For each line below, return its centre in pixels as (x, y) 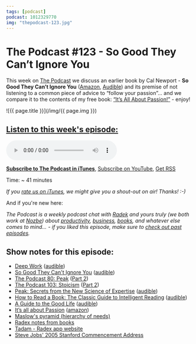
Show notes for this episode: (60, 252)
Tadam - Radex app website (49, 329)
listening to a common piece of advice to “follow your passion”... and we (94, 93)
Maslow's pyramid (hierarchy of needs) (62, 316)
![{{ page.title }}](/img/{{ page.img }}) (52, 111)
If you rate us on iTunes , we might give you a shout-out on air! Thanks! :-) (96, 192)
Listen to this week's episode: (62, 130)
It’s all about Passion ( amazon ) (52, 310)
